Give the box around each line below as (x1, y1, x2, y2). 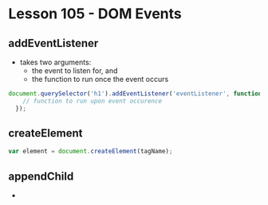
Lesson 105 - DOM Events (8, 5, 182, 23)
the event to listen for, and (31, 66, 118, 75)
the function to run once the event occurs (31, 75, 169, 83)
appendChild (8, 169, 74, 183)
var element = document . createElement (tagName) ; (8, 148, 173, 156)
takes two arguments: (19, 57, 92, 67)
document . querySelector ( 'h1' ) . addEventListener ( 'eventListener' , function (8, 90, 262, 98)
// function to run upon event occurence (22, 97, 162, 105)
